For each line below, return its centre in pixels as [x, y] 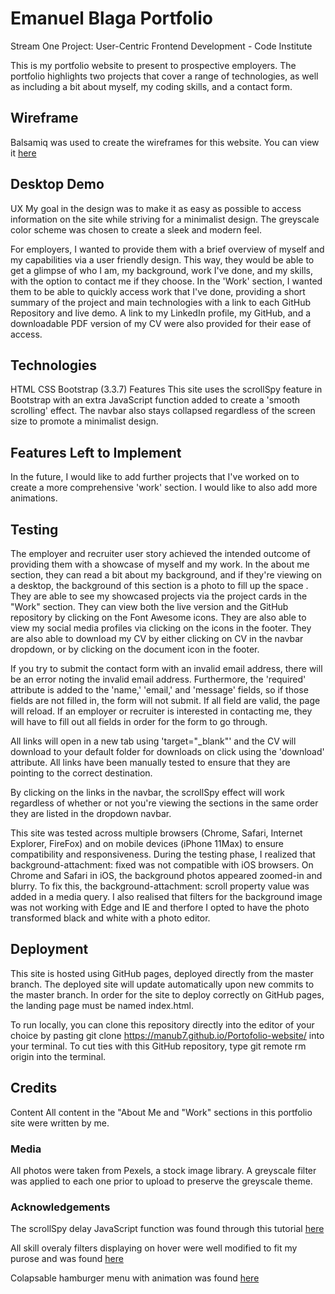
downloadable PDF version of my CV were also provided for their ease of [161, 323]
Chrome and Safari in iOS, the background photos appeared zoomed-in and [166, 875]
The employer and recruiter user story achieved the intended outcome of [160, 553]
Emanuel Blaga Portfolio [111, 18]
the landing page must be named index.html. [102, 1005]
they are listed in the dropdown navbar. [91, 813]
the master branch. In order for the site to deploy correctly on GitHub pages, [167, 994]
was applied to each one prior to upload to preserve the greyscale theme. [161, 1181]
